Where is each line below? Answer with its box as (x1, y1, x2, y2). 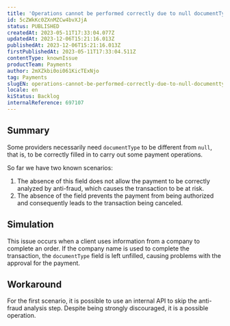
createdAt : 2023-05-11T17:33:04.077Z (7, 29, 115, 36)
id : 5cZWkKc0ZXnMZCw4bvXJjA (7, 16, 88, 23)
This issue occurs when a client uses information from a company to (7, 237, 201, 245)
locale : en (7, 86, 38, 93)
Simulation (7, 219, 54, 231)
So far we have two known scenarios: (7, 163, 113, 172)
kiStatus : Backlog (7, 93, 60, 100)
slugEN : (7, 80, 29, 87)
